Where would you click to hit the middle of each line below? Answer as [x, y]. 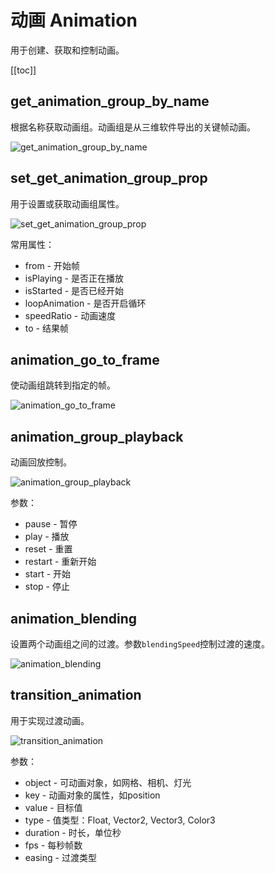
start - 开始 [48, 574]
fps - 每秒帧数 [53, 845]
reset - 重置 [48, 549]
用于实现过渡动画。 [50, 720]
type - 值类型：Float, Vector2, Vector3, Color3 [120, 820]
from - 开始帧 [52, 265]
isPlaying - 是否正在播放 [74, 278]
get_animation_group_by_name [110, 101]
